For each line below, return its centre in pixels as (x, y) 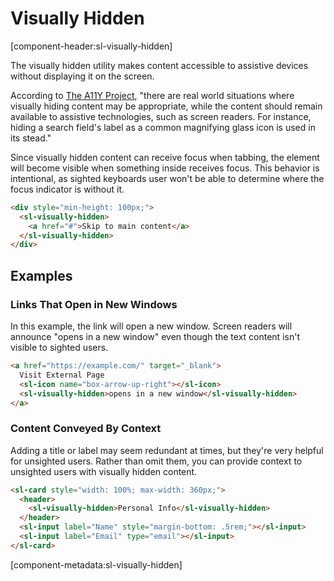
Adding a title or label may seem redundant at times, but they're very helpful (167, 450)
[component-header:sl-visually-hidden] (91, 46)
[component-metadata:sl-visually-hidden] (96, 564)
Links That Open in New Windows (94, 304)
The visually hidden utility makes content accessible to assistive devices (159, 65)
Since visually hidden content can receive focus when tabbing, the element (165, 157)
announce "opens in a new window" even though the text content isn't (155, 336)
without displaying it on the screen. (82, 76)
